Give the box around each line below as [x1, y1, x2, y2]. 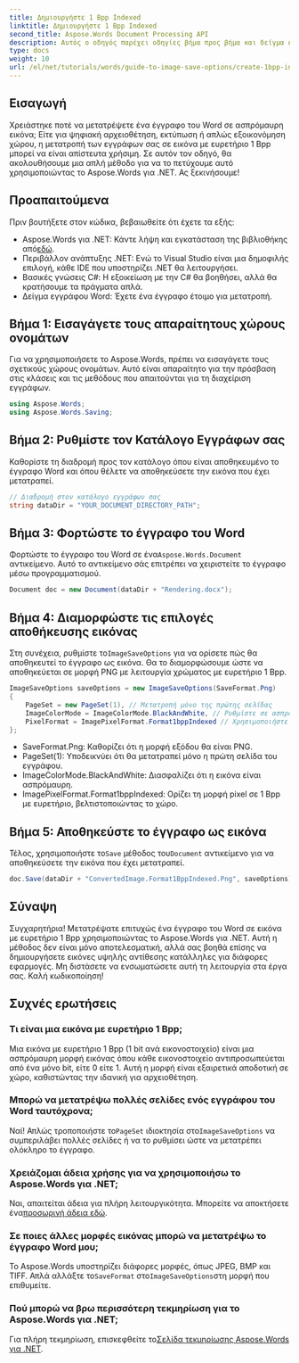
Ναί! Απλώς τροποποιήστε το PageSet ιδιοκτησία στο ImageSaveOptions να [9, 1125, 276, 1136]
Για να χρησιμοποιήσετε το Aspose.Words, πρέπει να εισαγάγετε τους [9, 354, 270, 365]
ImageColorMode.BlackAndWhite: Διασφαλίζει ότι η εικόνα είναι [21, 770, 262, 781]
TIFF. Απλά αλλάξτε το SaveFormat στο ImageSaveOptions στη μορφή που [9, 1270, 270, 1281]
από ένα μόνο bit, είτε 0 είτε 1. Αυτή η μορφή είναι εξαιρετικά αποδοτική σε [9, 1062, 289, 1073]
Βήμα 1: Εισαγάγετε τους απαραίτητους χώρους [9, 316, 286, 331]
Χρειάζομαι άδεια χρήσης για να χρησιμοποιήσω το [9, 1166, 241, 1178]
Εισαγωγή [9, 95, 67, 112]
